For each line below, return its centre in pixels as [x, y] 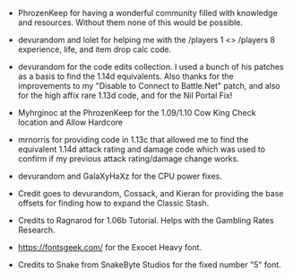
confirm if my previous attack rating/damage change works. [128, 159]
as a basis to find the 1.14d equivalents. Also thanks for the [126, 76]
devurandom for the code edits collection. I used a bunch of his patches [151, 67]
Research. [36, 230]
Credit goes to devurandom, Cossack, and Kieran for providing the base [151, 193]
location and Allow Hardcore [70, 122]
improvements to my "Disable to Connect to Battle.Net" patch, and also [149, 86]
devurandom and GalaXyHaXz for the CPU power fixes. [120, 176]
